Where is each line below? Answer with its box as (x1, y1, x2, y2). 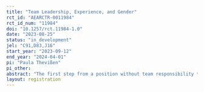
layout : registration (6, 76, 61, 82)
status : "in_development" (6, 37, 72, 43)
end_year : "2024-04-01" (6, 54, 67, 60)
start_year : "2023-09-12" (6, 48, 72, 54)
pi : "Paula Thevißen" (6, 59, 61, 65)
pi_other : (6, 65, 32, 71)
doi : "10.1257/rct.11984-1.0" (6, 25, 83, 32)
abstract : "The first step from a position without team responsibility (6, 71, 194, 77)
